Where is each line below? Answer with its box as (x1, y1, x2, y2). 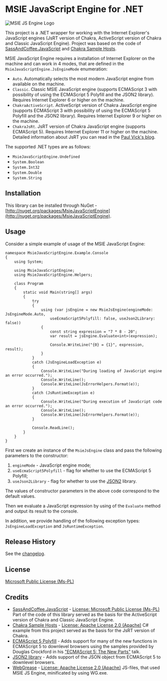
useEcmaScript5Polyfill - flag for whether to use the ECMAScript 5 (12, 467, 151, 473)
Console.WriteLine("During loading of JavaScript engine (40, 368, 162, 373)
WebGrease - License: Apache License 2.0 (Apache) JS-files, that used (12, 665, 160, 671)
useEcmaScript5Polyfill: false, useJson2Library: (49, 316, 155, 321)
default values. (5, 493, 36, 499)
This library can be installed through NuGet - (5, 202, 97, 208)
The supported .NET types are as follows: (5, 143, 91, 149)
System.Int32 (12, 165, 40, 170)
